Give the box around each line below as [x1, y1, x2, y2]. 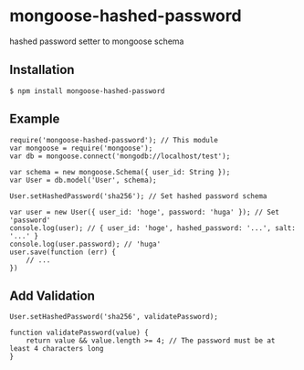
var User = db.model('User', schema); [9, 175, 157, 185]
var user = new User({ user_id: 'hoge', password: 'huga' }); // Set [9, 207, 280, 217]
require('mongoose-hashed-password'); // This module [9, 135, 219, 144]
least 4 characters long [9, 344, 104, 354]
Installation [9, 62, 75, 78]
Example [9, 111, 60, 127]
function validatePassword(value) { [9, 328, 149, 338]
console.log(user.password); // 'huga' [9, 239, 162, 248]
